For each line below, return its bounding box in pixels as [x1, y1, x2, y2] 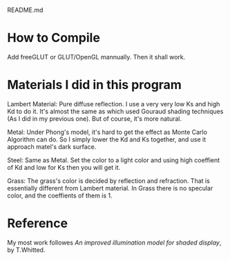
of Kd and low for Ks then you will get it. [7, 163, 121, 171]
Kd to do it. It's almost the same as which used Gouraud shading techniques [7, 107, 224, 115]
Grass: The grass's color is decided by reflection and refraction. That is [7, 176, 211, 185]
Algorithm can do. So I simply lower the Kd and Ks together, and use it [7, 135, 207, 144]
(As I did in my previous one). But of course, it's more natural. [7, 114, 182, 123]
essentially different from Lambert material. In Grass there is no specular [7, 184, 213, 192]
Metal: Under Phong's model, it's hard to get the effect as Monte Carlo [7, 128, 207, 136]
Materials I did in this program [7, 77, 182, 93]
